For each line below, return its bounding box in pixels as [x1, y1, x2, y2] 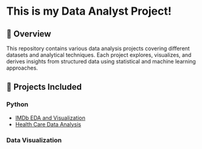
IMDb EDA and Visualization [15, 114, 85, 122]
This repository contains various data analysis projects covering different [6, 45, 190, 52]
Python [6, 100, 29, 109]
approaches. [6, 64, 38, 71]
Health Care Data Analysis [15, 120, 81, 128]
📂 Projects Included [6, 82, 82, 92]
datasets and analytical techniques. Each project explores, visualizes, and [6, 51, 192, 59]
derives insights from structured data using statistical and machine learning [6, 58, 197, 65]
